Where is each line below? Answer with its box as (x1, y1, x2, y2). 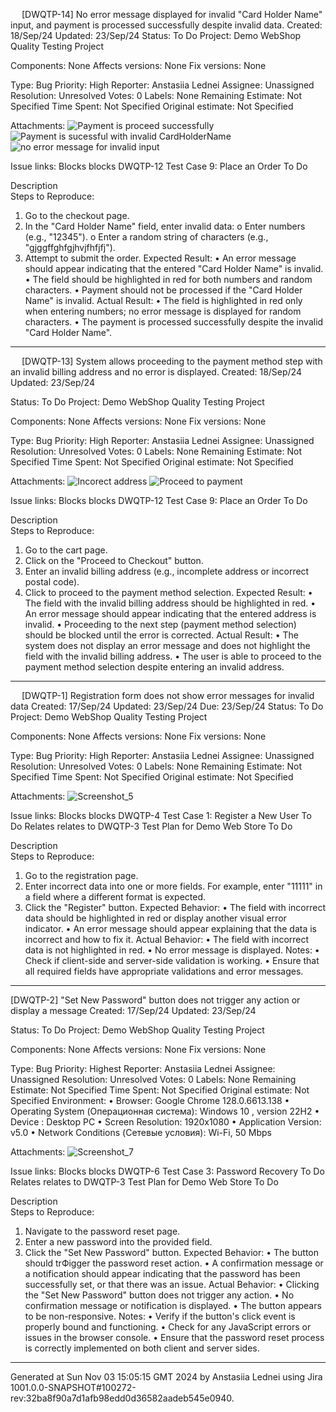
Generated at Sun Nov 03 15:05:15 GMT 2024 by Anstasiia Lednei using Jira (10, 1371, 323, 1383)
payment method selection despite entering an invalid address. (24, 661, 285, 673)
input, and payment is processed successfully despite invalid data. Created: (10, 19, 323, 31)
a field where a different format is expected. (24, 891, 207, 903)
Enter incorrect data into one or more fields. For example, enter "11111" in (24, 880, 323, 892)
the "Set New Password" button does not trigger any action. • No (24, 1289, 295, 1301)
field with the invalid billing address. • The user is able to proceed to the (24, 650, 322, 662)
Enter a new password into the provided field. (24, 1236, 213, 1248)
